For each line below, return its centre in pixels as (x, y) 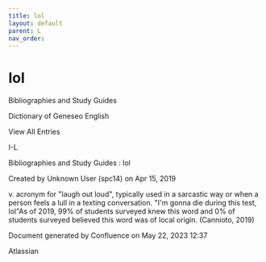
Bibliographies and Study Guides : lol (69, 163)
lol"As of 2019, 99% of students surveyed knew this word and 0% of (122, 211)
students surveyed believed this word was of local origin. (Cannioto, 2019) (132, 220)
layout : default (35, 23)
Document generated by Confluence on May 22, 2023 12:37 (108, 235)
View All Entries (34, 132)
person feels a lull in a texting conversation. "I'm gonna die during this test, (133, 203)
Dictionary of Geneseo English (59, 116)
